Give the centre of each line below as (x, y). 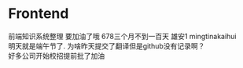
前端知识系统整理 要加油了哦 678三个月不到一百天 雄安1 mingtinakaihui (123, 36)
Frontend (39, 14)
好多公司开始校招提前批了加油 (56, 55)
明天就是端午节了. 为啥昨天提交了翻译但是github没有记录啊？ (107, 46)
